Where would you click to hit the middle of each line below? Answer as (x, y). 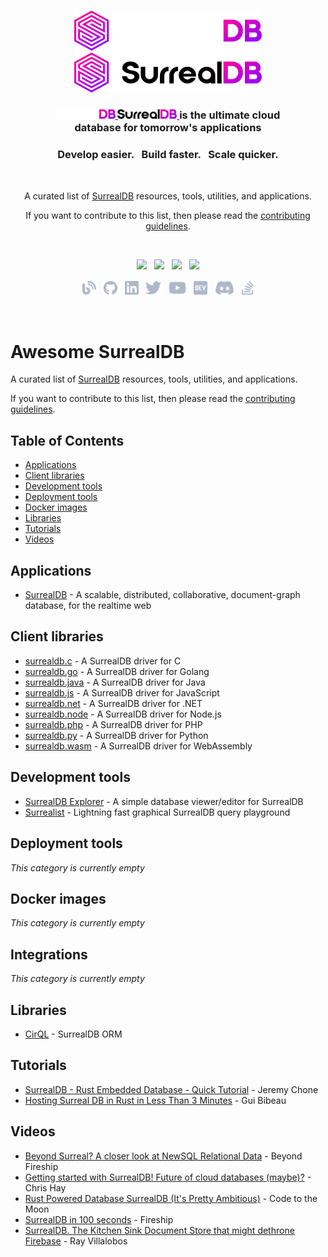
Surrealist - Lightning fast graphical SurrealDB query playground (157, 812)
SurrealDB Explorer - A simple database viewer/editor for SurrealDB (164, 801)
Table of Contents (67, 440)
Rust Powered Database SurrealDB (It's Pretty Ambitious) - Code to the (171, 1198)
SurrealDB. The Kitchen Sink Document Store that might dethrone (159, 1230)
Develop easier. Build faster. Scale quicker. (168, 155)
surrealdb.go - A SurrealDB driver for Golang (117, 671)
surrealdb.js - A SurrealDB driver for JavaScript (122, 692)
